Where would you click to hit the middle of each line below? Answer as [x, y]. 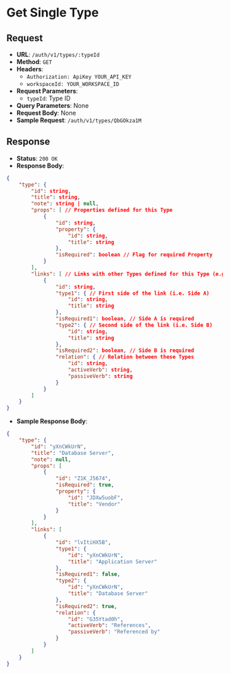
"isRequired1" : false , [88, 574]
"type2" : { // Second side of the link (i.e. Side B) [134, 325]
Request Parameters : [47, 91]
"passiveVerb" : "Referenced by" [114, 632]
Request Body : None [46, 113]
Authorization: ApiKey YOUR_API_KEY [79, 77]
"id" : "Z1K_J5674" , [83, 479]
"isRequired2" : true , [86, 606]
